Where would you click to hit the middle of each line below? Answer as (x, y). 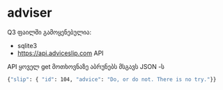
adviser (30, 13)
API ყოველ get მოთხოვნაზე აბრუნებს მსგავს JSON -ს (86, 66)
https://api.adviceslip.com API (60, 53)
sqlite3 (27, 45)
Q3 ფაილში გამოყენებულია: (49, 32)
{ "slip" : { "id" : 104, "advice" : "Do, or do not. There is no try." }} (112, 79)
